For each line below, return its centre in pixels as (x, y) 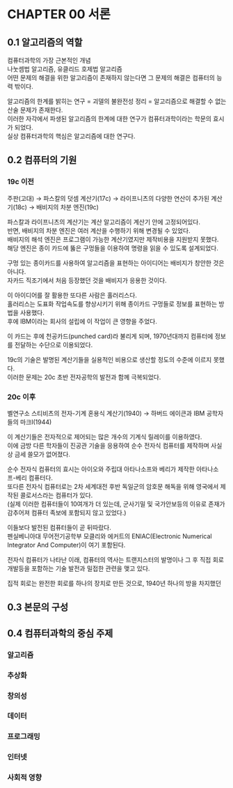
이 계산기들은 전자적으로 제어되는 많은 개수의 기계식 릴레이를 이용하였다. (105, 437)
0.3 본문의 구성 (38, 607)
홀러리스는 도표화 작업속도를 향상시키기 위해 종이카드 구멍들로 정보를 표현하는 (112, 303)
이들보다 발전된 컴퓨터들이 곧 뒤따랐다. (59, 527)
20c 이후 (22, 397)
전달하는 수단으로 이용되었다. (54, 344)
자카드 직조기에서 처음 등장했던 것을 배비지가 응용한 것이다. (87, 280)
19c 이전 (21, 182)
